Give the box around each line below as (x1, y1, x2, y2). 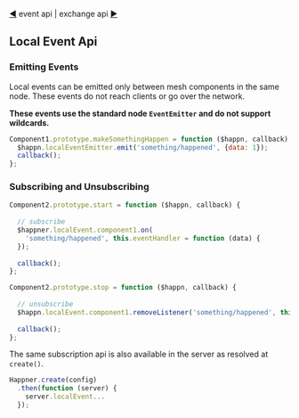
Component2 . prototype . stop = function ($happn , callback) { (9, 283, 238, 292)
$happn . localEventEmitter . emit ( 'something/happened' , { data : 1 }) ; (17, 143, 269, 152)
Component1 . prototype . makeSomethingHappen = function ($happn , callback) (9, 135, 289, 143)
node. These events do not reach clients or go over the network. (9, 90, 246, 102)
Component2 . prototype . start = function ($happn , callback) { (9, 201, 241, 209)
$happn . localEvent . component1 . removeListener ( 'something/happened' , (17, 307, 277, 316)
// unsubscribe (17, 299, 74, 309)
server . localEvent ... (25, 392, 105, 401)
